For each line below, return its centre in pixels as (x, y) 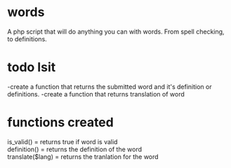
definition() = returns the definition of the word (75, 149)
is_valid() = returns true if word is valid (62, 141)
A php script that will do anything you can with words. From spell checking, (116, 31)
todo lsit (32, 68)
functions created (60, 122)
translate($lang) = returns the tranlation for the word (83, 156)
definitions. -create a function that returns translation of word (96, 94)
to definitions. (27, 38)
